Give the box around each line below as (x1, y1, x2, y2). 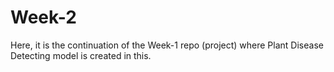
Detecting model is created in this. (10, 49, 152, 61)
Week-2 (10, 6, 77, 29)
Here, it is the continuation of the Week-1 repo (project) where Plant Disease (10, 39, 324, 51)
